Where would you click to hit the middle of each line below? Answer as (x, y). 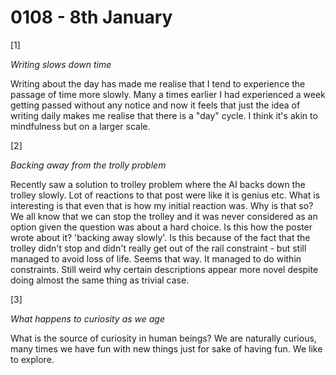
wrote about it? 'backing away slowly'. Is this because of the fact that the (160, 237)
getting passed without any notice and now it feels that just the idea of (155, 105)
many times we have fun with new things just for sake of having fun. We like (166, 348)
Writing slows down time (61, 64)
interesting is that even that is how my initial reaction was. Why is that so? (162, 205)
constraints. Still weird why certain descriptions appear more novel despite (164, 269)
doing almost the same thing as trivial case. (100, 280)
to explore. (32, 359)
